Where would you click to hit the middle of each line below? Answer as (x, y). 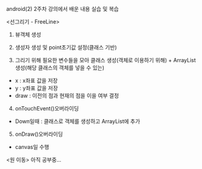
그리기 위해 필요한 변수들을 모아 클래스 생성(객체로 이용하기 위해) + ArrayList (105, 60)
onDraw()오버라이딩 (39, 134)
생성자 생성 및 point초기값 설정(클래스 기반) (66, 47)
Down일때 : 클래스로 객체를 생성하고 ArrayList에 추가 (77, 121)
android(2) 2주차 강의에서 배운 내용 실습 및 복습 (63, 9)
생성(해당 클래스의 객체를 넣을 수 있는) (59, 68)
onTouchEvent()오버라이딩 (47, 108)
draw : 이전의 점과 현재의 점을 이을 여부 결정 (67, 96)
